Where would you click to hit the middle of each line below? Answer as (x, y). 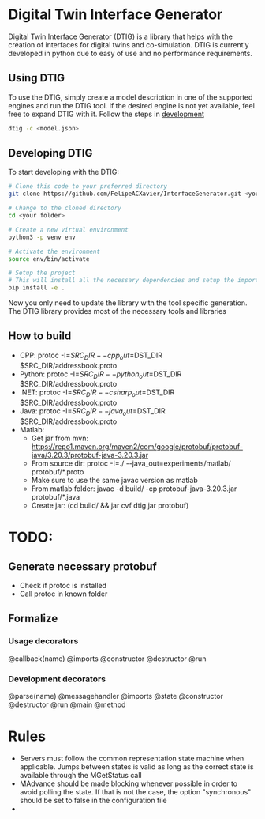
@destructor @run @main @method (67, 704)
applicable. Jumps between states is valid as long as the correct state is (136, 766)
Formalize (33, 619)
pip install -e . (37, 288)
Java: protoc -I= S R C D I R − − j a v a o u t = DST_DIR (92, 412)
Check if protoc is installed (63, 586)
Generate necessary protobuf (83, 566)
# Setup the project (42, 273)
